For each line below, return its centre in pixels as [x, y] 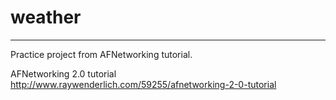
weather [46, 17]
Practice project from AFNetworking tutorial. [101, 54]
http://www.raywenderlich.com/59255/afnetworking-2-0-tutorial [143, 84]
